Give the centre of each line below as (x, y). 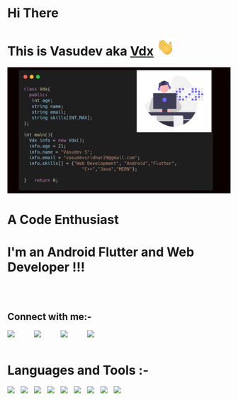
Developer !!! (46, 267)
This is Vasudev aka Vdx (81, 52)
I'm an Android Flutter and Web (101, 252)
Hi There (33, 13)
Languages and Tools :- (78, 370)
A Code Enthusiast (63, 219)
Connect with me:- (50, 317)
